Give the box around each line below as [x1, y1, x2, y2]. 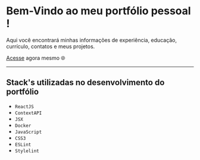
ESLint [14, 142, 32, 148]
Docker [14, 123, 32, 128]
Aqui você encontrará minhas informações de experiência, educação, [6, 36, 177, 43]
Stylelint [14, 148, 40, 154]
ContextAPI [14, 110, 42, 116]
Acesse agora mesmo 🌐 [6, 54, 65, 61]
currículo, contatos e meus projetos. [6, 43, 95, 50]
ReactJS [14, 103, 34, 109]
